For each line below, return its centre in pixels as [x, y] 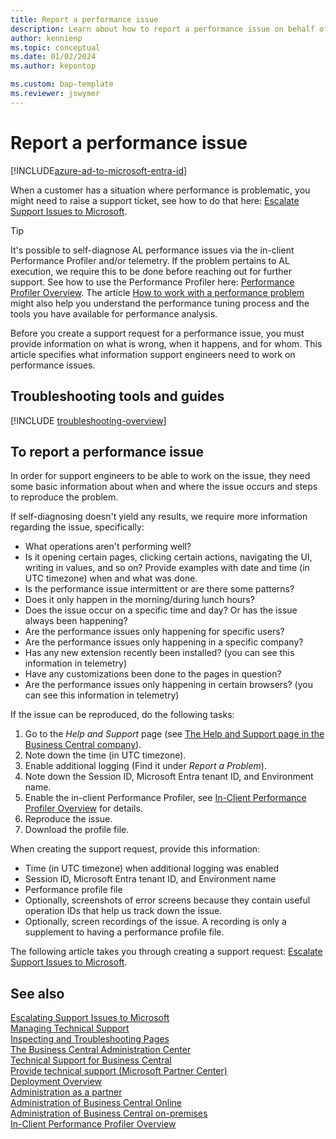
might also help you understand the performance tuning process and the [160, 303]
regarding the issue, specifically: [77, 527]
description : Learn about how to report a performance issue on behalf [162, 29]
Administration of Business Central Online [96, 1103]
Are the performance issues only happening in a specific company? [164, 642]
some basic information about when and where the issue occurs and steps [164, 487]
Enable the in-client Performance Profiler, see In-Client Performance [165, 798]
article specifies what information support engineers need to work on [153, 354]
